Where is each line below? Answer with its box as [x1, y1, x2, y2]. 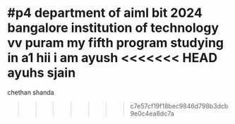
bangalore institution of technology [7, 20, 219, 36]
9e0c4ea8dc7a [130, 109, 174, 118]
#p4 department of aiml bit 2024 [7, 5, 203, 21]
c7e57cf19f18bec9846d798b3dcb [130, 101, 229, 110]
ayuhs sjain [7, 65, 76, 81]
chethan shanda [7, 88, 54, 97]
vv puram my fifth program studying [7, 35, 224, 51]
